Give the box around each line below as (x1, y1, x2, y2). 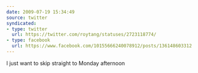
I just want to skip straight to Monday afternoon (6, 59, 126, 67)
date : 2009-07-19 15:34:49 (6, 9, 75, 15)
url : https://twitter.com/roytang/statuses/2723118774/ (12, 32, 157, 38)
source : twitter (6, 15, 48, 21)
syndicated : (6, 20, 37, 26)
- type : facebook (6, 37, 51, 43)
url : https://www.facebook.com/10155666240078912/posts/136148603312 (12, 43, 192, 49)
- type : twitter (6, 26, 48, 32)
